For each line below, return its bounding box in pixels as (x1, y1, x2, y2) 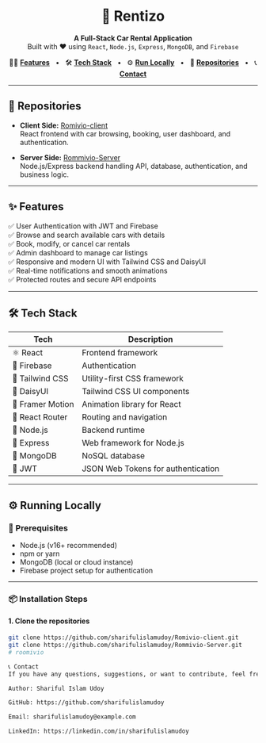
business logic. (19, 170, 70, 179)
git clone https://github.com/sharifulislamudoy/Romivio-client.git (8, 634, 239, 642)
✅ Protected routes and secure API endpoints (8, 274, 157, 284)
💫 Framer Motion (12, 399, 74, 410)
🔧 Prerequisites (8, 523, 69, 534)
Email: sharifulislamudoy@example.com (8, 713, 136, 721)
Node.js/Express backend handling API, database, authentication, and (19, 161, 248, 170)
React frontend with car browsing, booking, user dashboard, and (19, 128, 231, 138)
